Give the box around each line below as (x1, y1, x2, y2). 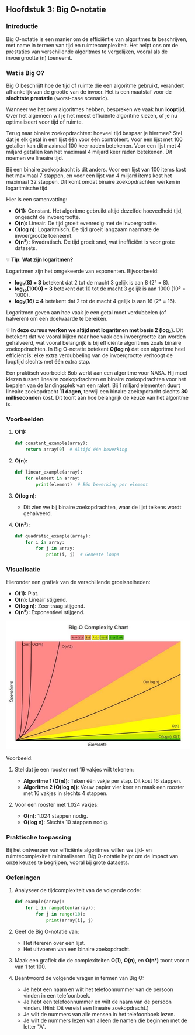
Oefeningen (6, 873, 41, 882)
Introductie (6, 22, 39, 30)
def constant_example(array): (14, 440, 89, 447)
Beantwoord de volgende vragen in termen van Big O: (14, 974, 144, 981)
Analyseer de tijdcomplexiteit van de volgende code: (14, 887, 141, 894)
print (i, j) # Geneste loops (46, 551, 120, 558)
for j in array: (36, 546, 75, 551)
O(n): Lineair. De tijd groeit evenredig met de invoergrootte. (14, 220, 158, 227)
